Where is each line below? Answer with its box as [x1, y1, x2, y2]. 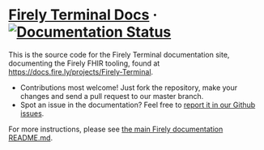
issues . [19, 108, 45, 118]
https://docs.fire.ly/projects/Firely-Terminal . [8, 66, 154, 76]
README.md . [8, 132, 53, 143]
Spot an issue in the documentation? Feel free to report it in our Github [19, 100, 256, 109]
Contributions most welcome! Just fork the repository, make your [19, 83, 238, 92]
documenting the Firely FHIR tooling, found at [8, 58, 160, 68]
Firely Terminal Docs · [8, 6, 158, 24]
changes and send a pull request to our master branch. [19, 91, 204, 101]
